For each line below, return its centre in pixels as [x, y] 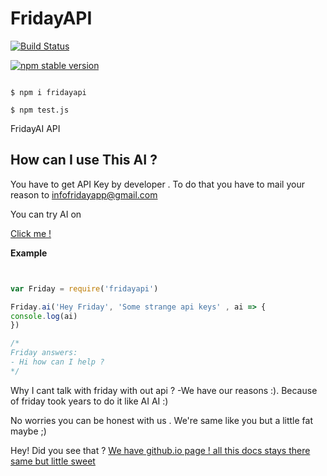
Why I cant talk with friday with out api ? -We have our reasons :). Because [164, 390]
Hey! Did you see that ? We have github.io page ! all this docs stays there [160, 450]
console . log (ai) [44, 316]
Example [29, 253]
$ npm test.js [40, 110]
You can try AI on [46, 214]
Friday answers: [44, 353]
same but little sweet [53, 461]
